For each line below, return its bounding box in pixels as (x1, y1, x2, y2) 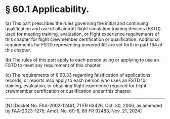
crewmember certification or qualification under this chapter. (5, 88, 132, 94)
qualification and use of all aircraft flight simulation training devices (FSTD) (5, 25, 161, 31)
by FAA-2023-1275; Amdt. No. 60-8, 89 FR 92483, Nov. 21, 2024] (5, 107, 142, 114)
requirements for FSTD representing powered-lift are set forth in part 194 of (5, 41, 163, 47)
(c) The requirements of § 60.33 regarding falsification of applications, (5, 72, 152, 78)
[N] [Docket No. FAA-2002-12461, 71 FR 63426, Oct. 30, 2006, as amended (5, 102, 162, 108)
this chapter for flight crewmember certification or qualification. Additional (5, 36, 160, 42)
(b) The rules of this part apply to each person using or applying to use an (5, 56, 159, 63)
